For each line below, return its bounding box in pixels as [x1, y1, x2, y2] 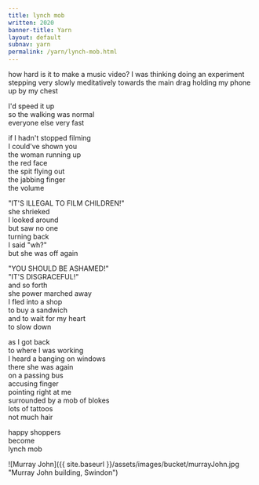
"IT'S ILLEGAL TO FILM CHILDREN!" [8, 199, 125, 208]
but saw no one [8, 224, 59, 232]
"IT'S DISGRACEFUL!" [8, 272, 79, 281]
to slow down [8, 323, 52, 331]
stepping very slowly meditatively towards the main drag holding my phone [8, 78, 251, 87]
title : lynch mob [8, 11, 65, 20]
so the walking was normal [8, 110, 95, 119]
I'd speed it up [8, 101, 55, 111]
